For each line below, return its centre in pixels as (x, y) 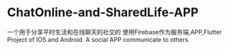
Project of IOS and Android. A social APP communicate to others (98, 39)
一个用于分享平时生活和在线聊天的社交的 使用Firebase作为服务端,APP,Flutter (114, 32)
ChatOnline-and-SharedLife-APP (103, 12)
